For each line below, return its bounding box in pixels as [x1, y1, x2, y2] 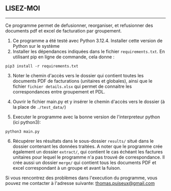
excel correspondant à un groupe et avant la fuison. [12, 165, 121, 171]
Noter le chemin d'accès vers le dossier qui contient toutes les [12, 72, 144, 78]
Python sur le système [12, 43, 60, 49]
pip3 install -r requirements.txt [5, 63, 79, 69]
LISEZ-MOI [5, 4, 40, 13]
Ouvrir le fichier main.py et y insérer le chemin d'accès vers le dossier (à [12, 99, 165, 105]
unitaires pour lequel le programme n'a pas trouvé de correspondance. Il [12, 154, 165, 160]
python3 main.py [5, 129, 40, 134]
